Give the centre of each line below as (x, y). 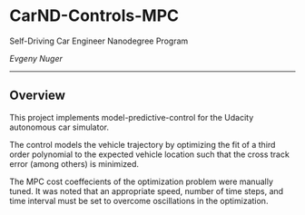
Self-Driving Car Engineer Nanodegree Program (99, 41)
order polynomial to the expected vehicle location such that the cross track (150, 154)
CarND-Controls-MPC (94, 16)
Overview (38, 96)
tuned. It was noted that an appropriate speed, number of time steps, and (147, 191)
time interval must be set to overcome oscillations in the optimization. (139, 200)
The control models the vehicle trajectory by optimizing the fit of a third (143, 144)
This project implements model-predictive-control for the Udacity (132, 117)
